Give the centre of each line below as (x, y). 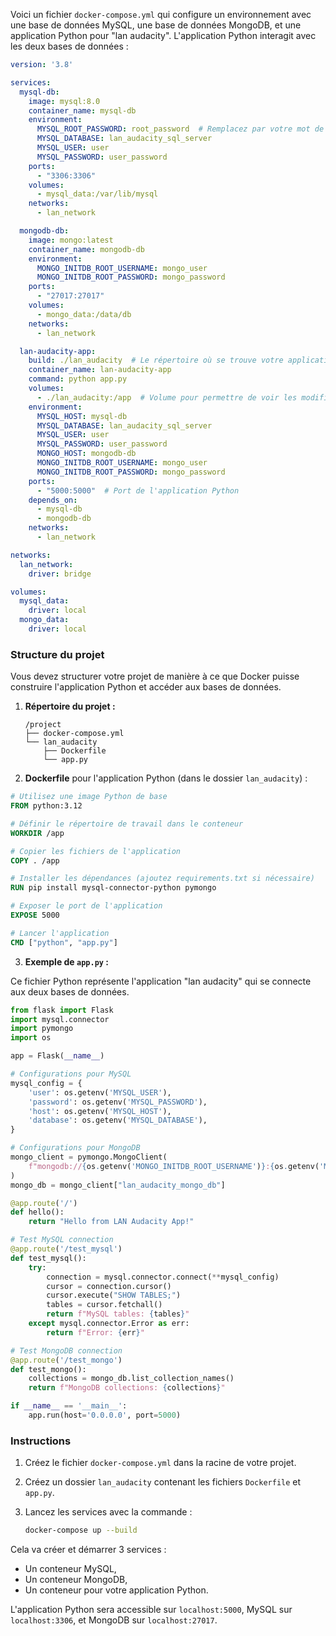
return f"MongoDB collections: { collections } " (127, 1388)
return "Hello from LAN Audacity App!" (111, 1222)
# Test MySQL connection (62, 1240)
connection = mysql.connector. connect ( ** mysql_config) (163, 1277)
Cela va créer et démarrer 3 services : (88, 1550)
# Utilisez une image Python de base (89, 797)
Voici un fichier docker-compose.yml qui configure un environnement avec (161, 14)
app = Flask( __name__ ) (57, 1056)
